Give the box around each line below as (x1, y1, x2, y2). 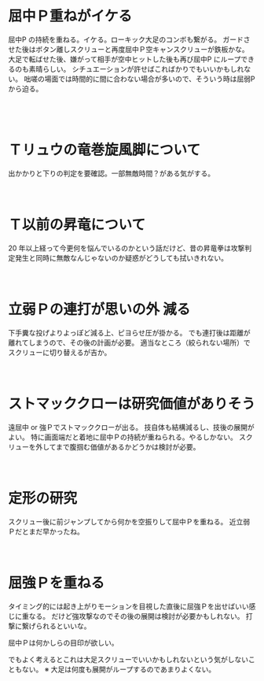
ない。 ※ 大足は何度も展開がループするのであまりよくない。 (21, 664, 216, 674)
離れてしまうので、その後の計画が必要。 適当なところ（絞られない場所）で (8, 338, 251, 347)
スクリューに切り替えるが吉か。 (8, 347, 112, 357)
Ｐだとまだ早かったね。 (8, 527, 84, 536)
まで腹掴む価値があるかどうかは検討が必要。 (55, 442, 200, 451)
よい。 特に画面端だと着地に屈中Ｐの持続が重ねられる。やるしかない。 (8, 432, 237, 442)
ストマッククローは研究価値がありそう (8, 394, 255, 413)
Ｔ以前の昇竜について (8, 216, 146, 234)
